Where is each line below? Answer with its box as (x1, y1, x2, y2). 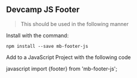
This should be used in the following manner (20, 20, 129, 27)
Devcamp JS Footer (6, 5, 80, 15)
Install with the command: (6, 32, 69, 39)
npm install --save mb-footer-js (6, 43, 89, 49)
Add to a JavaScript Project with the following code (6, 53, 131, 61)
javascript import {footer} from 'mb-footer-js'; (6, 65, 118, 72)
